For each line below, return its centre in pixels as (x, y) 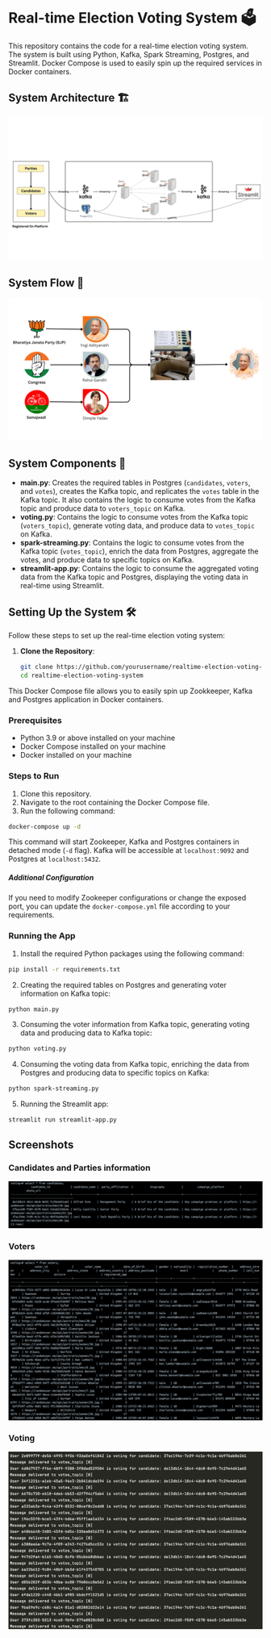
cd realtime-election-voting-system (81, 676)
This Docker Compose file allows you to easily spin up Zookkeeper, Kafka (130, 691)
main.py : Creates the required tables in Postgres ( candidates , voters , (135, 483)
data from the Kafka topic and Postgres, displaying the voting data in (134, 577)
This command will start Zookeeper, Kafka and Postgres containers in (124, 842)
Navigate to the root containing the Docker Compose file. (115, 802)
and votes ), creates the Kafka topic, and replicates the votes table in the (140, 491)
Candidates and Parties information (79, 1168)
